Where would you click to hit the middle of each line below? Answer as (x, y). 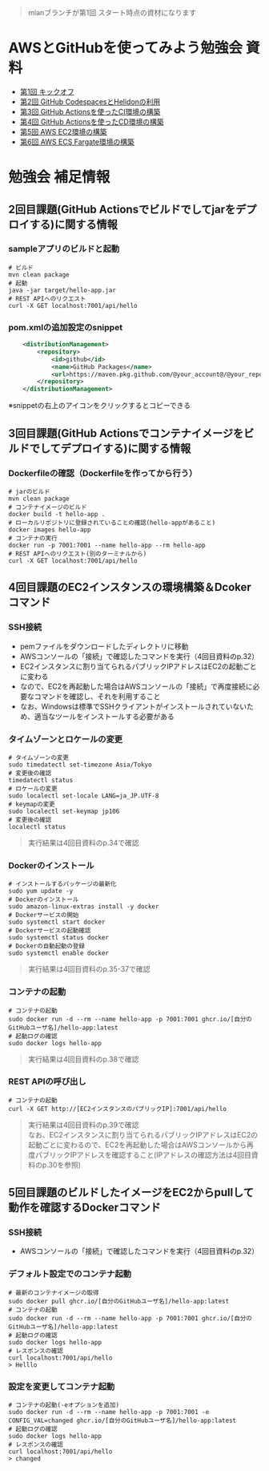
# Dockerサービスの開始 (44, 915)
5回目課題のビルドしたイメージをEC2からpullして (131, 1192)
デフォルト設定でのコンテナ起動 (70, 1274)
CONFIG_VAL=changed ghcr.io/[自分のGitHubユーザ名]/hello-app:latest (122, 1421)
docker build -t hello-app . (57, 514)
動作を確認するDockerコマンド (85, 1208)
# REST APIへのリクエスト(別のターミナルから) (78, 554)
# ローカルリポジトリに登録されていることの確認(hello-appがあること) (112, 523)
